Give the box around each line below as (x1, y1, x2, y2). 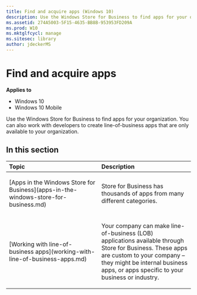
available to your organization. (6, 128, 79, 135)
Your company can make (101, 221, 170, 230)
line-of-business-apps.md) (9, 254, 87, 263)
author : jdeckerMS (6, 42, 51, 48)
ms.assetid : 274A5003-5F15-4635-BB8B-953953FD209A (6, 19, 133, 25)
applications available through (101, 236, 184, 244)
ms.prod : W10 (6, 25, 38, 31)
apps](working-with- (35, 247, 96, 256)
